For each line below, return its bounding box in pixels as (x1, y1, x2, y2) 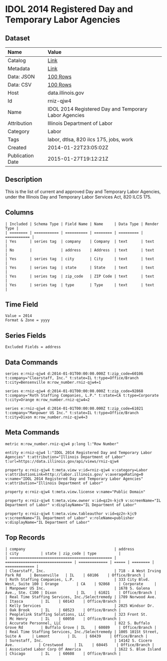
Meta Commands (5, 428, 60, 437)
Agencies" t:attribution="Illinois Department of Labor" (5, 454, 126, 459)
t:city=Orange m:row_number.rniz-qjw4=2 (5, 397, 90, 403)
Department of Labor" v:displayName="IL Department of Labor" (5, 502, 137, 507)
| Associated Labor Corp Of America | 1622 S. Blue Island (5, 647, 162, 652)
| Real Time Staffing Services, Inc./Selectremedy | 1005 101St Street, (5, 629, 159, 634)
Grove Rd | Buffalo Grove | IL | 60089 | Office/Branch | (5, 625, 157, 630)
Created (7, 144, 27, 151)
